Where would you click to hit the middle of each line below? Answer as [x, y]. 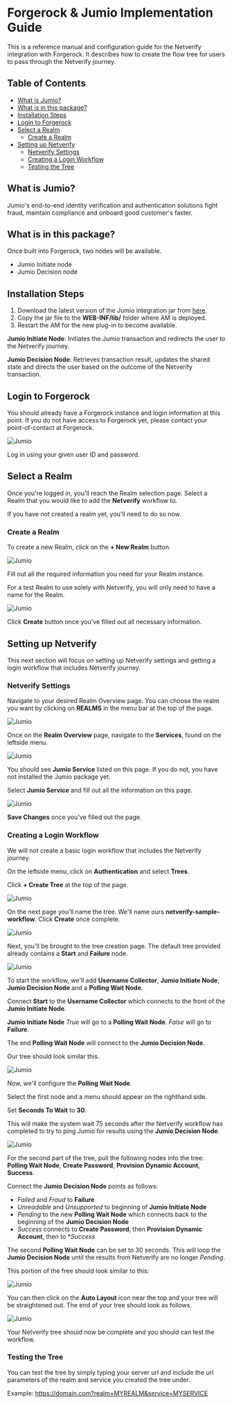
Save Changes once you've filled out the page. [74, 817]
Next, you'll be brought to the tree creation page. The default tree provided [114, 945]
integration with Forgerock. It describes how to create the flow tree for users [116, 54]
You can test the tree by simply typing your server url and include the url [110, 1372]
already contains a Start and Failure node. [68, 953]
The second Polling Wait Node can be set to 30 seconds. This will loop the [114, 1250]
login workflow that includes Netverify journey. [74, 668]
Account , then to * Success [56, 1236]
